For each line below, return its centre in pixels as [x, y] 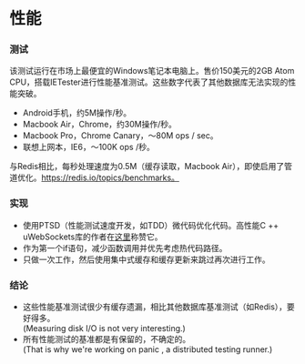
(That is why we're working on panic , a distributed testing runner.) [147, 349]
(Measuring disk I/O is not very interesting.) [104, 329]
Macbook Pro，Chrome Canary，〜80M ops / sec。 [120, 136]
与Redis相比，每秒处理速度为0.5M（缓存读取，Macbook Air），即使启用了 [147, 167]
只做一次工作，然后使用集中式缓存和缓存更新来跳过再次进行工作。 [146, 259]
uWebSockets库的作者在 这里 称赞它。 [92, 237]
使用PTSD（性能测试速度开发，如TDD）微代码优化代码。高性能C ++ [151, 225]
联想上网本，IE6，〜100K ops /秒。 [88, 147]
